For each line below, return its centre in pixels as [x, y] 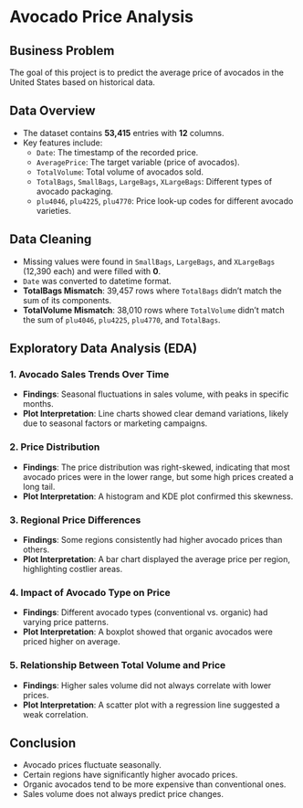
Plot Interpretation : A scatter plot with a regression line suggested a [151, 705]
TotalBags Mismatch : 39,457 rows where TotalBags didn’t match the [152, 291]
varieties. [53, 210]
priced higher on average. [71, 642]
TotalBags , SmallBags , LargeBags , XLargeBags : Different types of [154, 181]
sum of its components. [67, 300]
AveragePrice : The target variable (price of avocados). [138, 162]
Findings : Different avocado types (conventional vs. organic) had [145, 612]
